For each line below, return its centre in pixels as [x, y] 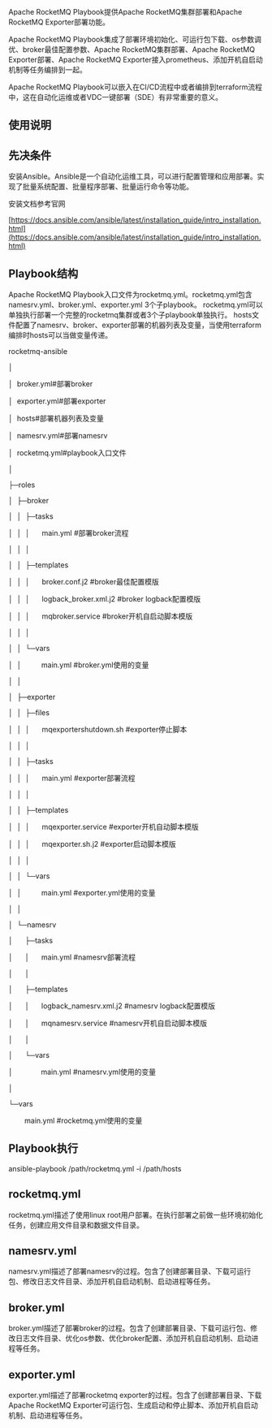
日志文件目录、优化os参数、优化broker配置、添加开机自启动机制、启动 [133, 1339]
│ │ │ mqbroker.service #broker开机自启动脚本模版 [101, 616]
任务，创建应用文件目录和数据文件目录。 [76, 1225]
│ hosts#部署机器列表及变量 [56, 418]
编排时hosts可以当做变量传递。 [60, 335]
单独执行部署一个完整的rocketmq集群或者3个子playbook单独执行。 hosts [130, 315]
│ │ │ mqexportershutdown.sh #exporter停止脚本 [98, 730]
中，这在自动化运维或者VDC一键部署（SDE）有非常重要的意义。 [116, 97]
